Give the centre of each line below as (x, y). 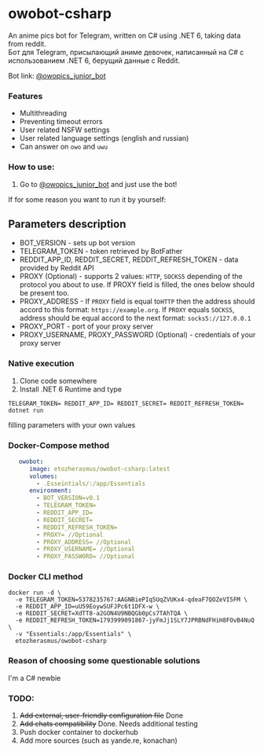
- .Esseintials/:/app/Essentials (91, 483)
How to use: (31, 167)
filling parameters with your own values (72, 424)
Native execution (41, 364)
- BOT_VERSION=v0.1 (68, 498)
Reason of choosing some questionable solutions (104, 661)
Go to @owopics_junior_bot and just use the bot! (98, 184)
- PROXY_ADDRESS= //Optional (84, 542)
